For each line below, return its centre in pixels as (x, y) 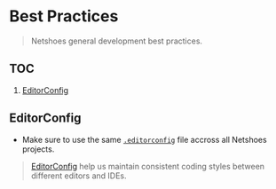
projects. (38, 149)
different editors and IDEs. (79, 176)
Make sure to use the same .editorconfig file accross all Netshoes (145, 139)
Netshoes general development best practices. (116, 41)
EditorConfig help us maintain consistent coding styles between (147, 166)
